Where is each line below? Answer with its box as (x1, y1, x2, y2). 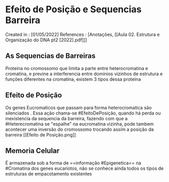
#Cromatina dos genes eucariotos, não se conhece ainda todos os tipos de (5, 165, 164, 172)
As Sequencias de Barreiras (5, 52, 96, 60)
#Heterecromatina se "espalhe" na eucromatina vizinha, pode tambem (5, 121, 154, 127)
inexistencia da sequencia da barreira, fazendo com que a (5, 115, 128, 121)
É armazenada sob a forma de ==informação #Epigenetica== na (5, 160, 141, 166)
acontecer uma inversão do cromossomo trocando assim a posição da (5, 126, 154, 132)
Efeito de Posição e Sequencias (5, 4, 142, 15)
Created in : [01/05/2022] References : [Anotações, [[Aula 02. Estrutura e (5, 31, 160, 37)
